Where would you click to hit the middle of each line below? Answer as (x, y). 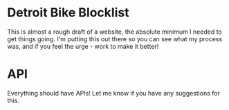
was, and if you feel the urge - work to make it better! (83, 46)
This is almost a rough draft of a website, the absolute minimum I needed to (115, 32)
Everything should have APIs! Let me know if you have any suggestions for (113, 93)
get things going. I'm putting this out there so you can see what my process (115, 38)
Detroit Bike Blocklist (68, 13)
